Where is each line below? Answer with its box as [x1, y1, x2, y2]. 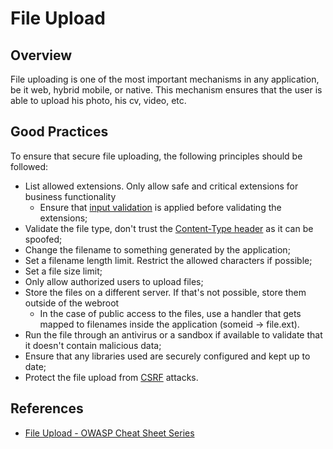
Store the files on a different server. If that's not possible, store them [24, 286, 307, 298]
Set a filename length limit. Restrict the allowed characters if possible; [24, 254, 313, 266]
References [10, 400, 84, 417]
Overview [10, 47, 73, 64]
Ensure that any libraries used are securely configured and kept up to [24, 350, 311, 362]
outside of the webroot [24, 297, 120, 309]
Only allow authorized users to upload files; [24, 275, 204, 287]
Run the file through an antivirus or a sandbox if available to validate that [24, 328, 323, 341]
